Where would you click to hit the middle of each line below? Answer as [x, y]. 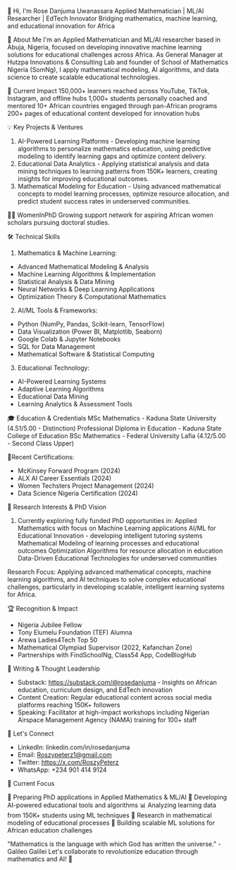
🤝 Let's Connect [31, 734]
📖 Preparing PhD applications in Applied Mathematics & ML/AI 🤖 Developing [117, 797]
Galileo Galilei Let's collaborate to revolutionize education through [103, 851]
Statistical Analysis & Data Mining [66, 282]
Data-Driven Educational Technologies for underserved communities [117, 558]
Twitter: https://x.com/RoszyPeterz [68, 762]
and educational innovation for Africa [61, 26]
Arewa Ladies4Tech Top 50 [57, 640]
